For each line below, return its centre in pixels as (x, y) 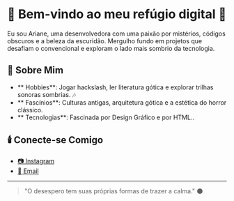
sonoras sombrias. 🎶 (47, 94)
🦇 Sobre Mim (36, 70)
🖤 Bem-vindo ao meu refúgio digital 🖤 (117, 14)
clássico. (30, 110)
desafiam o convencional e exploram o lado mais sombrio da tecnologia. (111, 48)
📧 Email (28, 171)
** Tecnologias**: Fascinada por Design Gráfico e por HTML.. (106, 117)
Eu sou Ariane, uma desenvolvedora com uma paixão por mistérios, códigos (117, 33)
